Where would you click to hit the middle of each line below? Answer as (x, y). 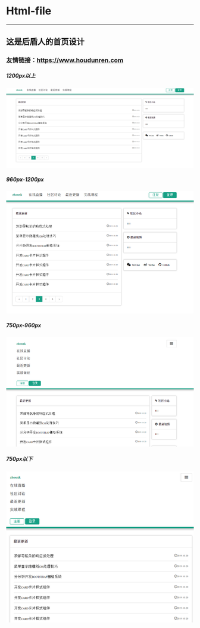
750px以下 (19, 459)
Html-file (29, 11)
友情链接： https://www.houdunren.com (65, 60)
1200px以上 (21, 75)
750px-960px (24, 325)
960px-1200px (25, 179)
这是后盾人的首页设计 (45, 42)
